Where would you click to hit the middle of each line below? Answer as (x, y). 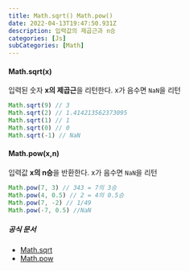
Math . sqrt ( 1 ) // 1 (39, 121)
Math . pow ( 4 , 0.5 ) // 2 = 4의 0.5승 (66, 195)
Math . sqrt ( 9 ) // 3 (39, 105)
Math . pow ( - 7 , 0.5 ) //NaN (50, 210)
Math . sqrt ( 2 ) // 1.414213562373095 (68, 113)
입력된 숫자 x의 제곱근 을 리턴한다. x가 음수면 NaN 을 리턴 (94, 90)
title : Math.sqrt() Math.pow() (61, 16)
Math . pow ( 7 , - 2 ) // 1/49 (50, 203)
